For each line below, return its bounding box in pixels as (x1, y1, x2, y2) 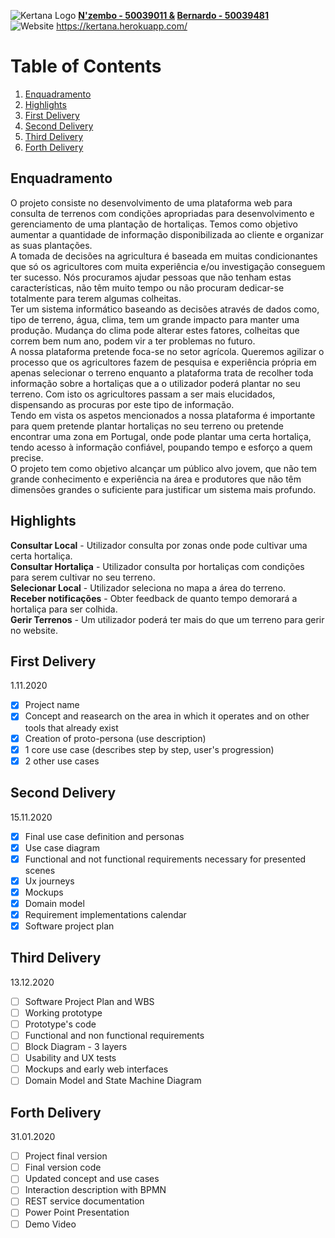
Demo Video (24, 1218, 77, 1230)
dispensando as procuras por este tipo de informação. (10, 398, 235, 410)
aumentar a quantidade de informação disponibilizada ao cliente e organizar (10, 228, 324, 240)
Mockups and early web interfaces (24, 1063, 169, 1075)
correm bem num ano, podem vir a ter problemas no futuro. (10, 335, 256, 347)
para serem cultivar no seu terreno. (10, 571, 156, 583)
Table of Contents (10, 55, 162, 78)
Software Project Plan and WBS (24, 995, 155, 1007)
